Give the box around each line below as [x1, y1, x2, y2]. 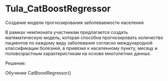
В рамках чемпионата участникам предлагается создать [5, 29, 128, 35]
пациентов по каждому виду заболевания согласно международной [5, 39, 153, 45]
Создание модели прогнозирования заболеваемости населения [5, 19, 144, 25]
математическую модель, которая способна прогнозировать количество [5, 34, 163, 40]
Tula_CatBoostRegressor [5, 3, 111, 14]
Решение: [5, 60, 26, 66]
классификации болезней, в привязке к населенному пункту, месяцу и [5, 45, 158, 51]
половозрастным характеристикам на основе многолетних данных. [5, 50, 151, 56]
